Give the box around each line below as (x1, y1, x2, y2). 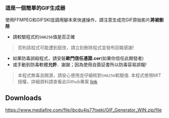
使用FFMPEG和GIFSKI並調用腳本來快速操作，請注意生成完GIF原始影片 (5, 17, 151, 23)
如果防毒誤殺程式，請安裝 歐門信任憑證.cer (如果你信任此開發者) (12, 55, 144, 62)
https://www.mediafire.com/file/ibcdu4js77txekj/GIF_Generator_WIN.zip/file (5, 107, 162, 113)
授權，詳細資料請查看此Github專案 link (17, 79, 98, 85)
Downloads (5, 93, 42, 102)
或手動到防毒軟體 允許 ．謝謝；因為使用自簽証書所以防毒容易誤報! (12, 62, 147, 68)
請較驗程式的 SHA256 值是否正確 (12, 34, 75, 40)
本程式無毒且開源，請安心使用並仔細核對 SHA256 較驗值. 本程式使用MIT (17, 72, 161, 79)
